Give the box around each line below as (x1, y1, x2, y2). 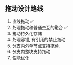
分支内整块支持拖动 (12, 49, 51, 54)
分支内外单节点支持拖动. (12, 43, 60, 49)
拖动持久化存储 (12, 31, 42, 36)
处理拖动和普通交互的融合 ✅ (12, 24, 68, 30)
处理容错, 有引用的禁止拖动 (12, 36, 66, 42)
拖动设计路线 (5, 4, 44, 13)
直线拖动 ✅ (12, 18, 34, 24)
